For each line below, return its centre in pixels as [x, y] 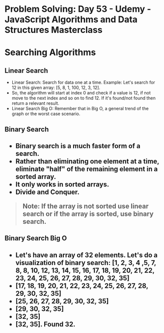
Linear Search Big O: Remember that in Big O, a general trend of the [80, 109]
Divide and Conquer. [47, 192]
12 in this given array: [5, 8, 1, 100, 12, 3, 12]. [56, 88]
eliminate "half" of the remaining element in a [87, 169]
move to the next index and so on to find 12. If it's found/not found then [83, 98]
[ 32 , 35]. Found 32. [45, 324]
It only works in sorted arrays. [62, 184]
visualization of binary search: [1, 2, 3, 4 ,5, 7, [86, 262]
